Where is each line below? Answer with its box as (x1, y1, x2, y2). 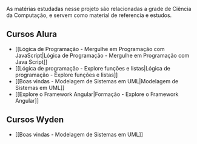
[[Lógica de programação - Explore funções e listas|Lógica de (15, 64, 171, 72)
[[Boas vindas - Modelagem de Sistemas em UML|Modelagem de (15, 77, 179, 84)
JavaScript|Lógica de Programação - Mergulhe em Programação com (15, 52, 190, 59)
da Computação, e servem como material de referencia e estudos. (6, 12, 172, 19)
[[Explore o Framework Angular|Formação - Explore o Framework (15, 91, 179, 98)
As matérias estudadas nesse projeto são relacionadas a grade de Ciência (6, 5, 192, 12)
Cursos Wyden (6, 115, 64, 125)
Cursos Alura (6, 29, 58, 39)
